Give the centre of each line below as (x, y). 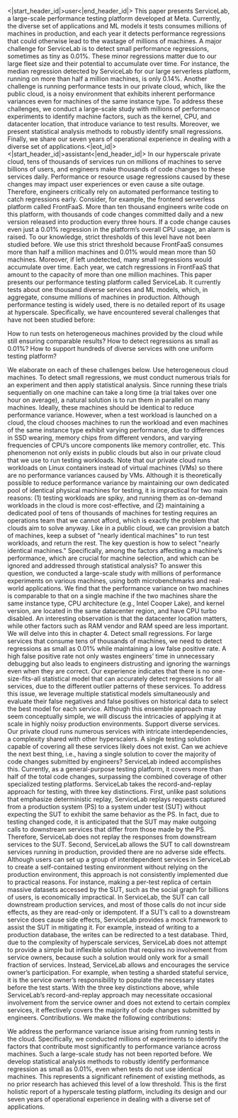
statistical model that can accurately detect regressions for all (132, 678)
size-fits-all (24, 678)
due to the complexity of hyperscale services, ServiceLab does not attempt (117, 942)
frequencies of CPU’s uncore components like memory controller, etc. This (116, 445)
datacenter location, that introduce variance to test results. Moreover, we (114, 124)
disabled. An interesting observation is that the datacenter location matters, (118, 618)
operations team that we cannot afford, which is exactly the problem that (113, 520)
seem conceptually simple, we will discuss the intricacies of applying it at (114, 716)
